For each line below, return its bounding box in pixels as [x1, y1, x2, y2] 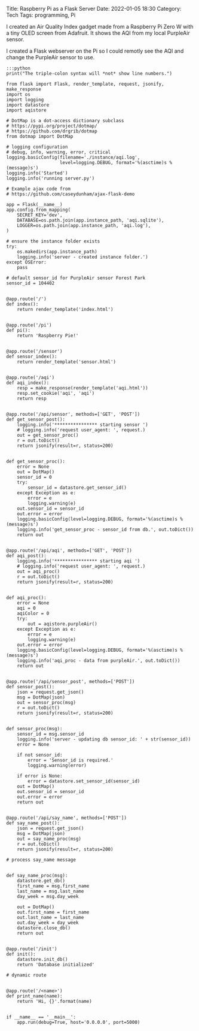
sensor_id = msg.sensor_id [17, 731, 84, 737]
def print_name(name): [6, 993, 63, 999]
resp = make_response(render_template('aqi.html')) [17, 385, 148, 391]
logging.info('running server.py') [6, 176, 95, 182]
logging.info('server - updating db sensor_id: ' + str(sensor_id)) [17, 736, 191, 742]
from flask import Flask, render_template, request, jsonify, [6, 81, 164, 87]
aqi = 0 [17, 605, 36, 611]
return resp [17, 395, 47, 401]
